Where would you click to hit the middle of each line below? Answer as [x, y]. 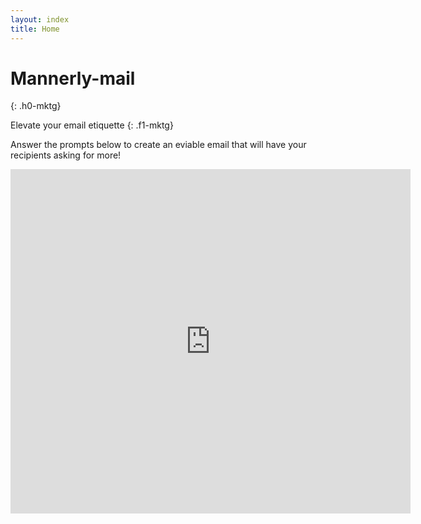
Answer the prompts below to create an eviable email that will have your [158, 145]
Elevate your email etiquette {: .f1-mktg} [92, 125]
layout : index [40, 19]
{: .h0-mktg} [36, 106]
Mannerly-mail [73, 78]
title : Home [35, 29]
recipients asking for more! [66, 155]
